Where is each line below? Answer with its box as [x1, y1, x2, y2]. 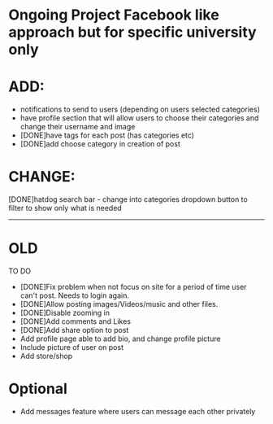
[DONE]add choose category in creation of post [19, 139, 180, 149]
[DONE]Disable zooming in [19, 308, 110, 317]
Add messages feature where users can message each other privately [19, 406, 256, 416]
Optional [8, 380, 67, 398]
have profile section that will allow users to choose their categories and [19, 113, 259, 123]
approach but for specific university [8, 23, 258, 42]
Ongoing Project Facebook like [8, 6, 219, 24]
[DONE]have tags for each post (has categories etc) [19, 130, 195, 140]
